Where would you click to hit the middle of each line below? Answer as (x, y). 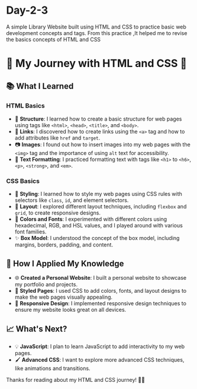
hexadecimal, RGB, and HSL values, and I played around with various (99, 226)
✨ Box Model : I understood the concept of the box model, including (97, 238)
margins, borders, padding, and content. (64, 245)
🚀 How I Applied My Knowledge (65, 263)
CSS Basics (23, 181)
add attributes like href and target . (57, 138)
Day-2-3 (27, 10)
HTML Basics (26, 106)
